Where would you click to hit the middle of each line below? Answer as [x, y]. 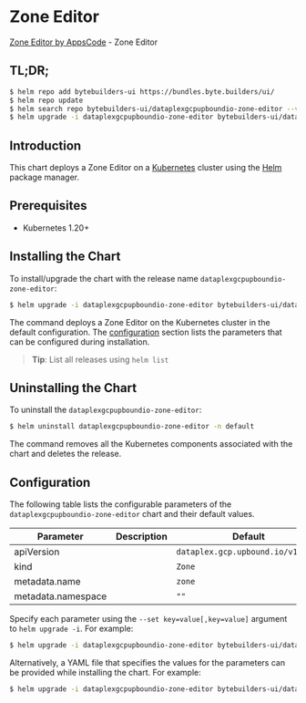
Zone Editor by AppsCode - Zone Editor [84, 42]
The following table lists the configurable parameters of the [121, 504]
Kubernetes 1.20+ [56, 227]
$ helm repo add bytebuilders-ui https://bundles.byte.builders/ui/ [142, 92]
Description [142, 537]
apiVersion [37, 552]
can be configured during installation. [80, 341]
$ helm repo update [46, 100]
